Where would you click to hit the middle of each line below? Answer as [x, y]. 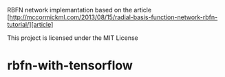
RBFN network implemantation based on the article [79, 10]
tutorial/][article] [30, 24]
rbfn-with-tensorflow [70, 66]
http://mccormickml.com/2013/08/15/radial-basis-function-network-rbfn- [114, 17]
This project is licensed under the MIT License [73, 38]
